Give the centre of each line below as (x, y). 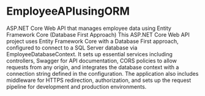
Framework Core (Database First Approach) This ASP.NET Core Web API (98, 34)
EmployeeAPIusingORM (68, 11)
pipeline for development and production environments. (76, 86)
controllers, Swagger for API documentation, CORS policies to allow (92, 61)
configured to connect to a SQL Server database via (72, 48)
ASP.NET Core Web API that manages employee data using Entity (89, 28)
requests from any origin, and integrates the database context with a (93, 67)
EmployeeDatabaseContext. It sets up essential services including (89, 54)
